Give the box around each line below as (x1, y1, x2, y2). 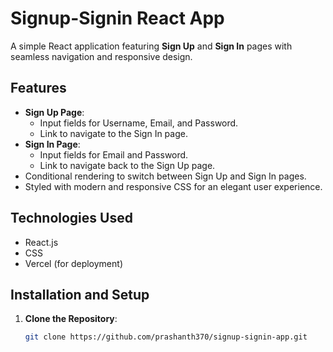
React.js (24, 236, 59, 248)
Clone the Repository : (24, 313, 118, 325)
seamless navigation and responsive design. (10, 50, 193, 62)
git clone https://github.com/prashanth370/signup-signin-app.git (24, 332, 308, 342)
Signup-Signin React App (10, 7, 225, 30)
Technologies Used (10, 210, 133, 227)
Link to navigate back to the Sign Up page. (39, 159, 216, 171)
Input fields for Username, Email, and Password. (39, 117, 239, 129)
